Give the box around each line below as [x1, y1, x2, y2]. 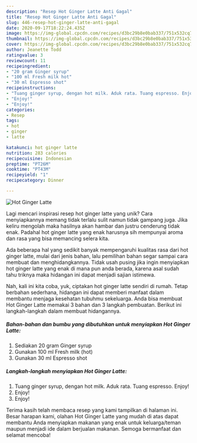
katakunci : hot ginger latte [6, 144, 77, 150]
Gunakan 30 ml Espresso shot [14, 354, 87, 361]
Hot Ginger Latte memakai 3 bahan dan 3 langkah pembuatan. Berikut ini [6, 301, 182, 308]
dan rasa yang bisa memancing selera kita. [6, 235, 110, 242]
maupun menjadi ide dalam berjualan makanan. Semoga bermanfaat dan [6, 425, 182, 432]
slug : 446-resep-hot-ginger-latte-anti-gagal [6, 19, 119, 25]
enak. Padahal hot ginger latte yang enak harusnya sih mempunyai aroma [6, 228, 184, 235]
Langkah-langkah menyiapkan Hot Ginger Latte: [6, 368, 127, 375]
